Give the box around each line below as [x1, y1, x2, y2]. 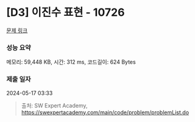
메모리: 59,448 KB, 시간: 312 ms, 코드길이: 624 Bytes [6, 58, 136, 66]
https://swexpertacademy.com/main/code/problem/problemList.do [21, 109, 190, 116]
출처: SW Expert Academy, [21, 101, 88, 109]
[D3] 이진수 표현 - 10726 [6, 5, 125, 19]
